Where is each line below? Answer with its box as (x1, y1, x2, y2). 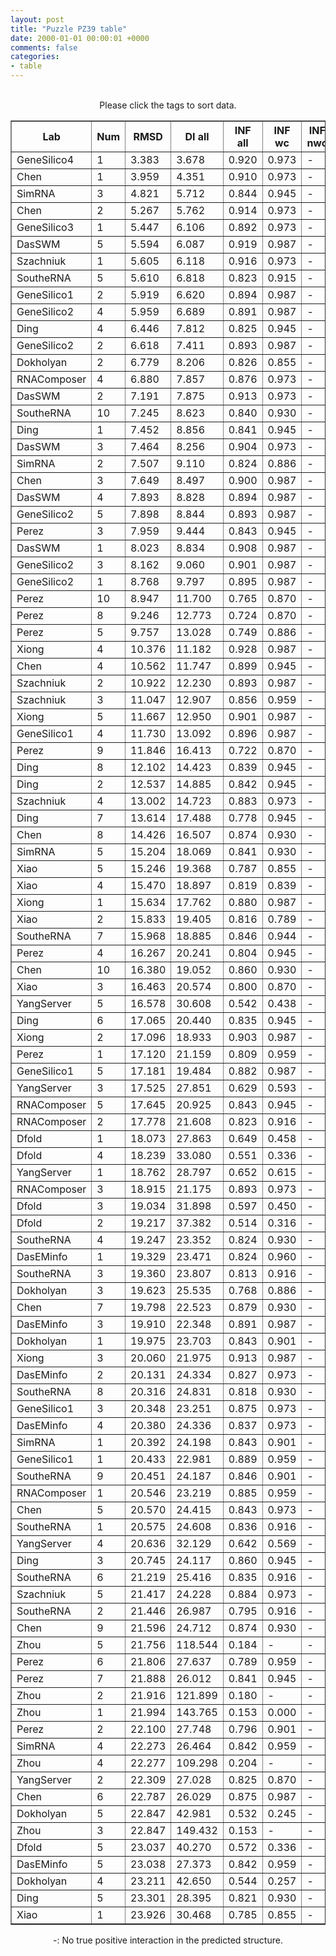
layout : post (10, 14, 65, 25)
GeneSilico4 (16, 153, 75, 166)
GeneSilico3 (16, 221, 75, 234)
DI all (184, 130, 210, 143)
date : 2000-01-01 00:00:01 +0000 (10, 33, 150, 43)
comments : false (10, 42, 78, 53)
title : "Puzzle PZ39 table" (10, 24, 128, 34)
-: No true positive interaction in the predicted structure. (53, 1934, 283, 1946)
